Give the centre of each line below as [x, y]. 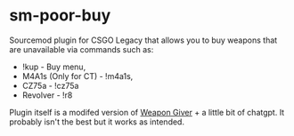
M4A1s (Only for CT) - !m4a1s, [78, 76]
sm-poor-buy [60, 16]
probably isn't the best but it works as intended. [97, 122]
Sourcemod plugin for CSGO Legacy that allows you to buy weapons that [143, 40]
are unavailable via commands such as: [82, 49]
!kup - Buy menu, [54, 67]
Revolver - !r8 [47, 95]
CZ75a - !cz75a [50, 85]
